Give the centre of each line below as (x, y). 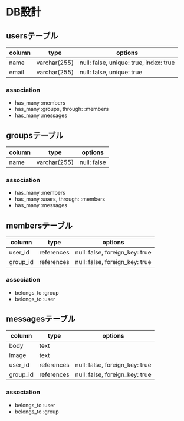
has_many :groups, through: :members (62, 109)
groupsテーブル (35, 136)
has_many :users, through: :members (60, 199)
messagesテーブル (41, 319)
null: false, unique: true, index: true (127, 63)
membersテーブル (39, 225)
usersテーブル (32, 36)
